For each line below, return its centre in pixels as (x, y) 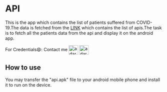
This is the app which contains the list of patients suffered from (70, 22)
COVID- (144, 22)
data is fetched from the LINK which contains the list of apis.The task (91, 27)
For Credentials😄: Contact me (36, 49)
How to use (23, 68)
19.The (12, 27)
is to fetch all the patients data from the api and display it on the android (79, 33)
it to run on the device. (28, 85)
